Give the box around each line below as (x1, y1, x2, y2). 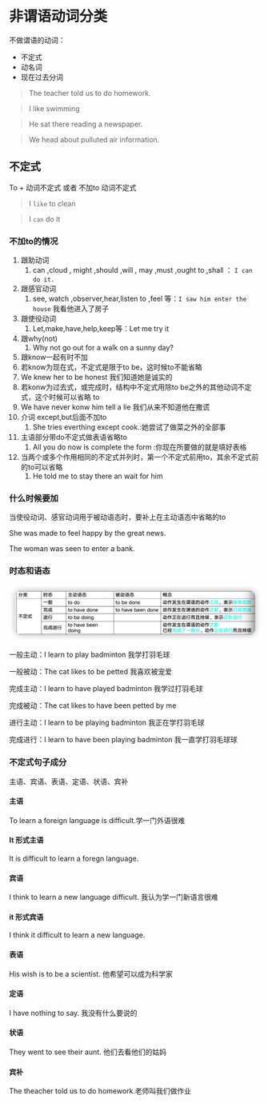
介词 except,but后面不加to (20, 413, 107, 422)
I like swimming (28, 103, 80, 113)
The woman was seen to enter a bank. (9, 544, 135, 553)
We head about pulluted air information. (28, 134, 160, 144)
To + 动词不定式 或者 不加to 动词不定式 (9, 182, 137, 192)
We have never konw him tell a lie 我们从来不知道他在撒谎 (20, 402, 210, 412)
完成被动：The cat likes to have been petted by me (9, 701, 177, 710)
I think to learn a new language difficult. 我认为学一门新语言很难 (9, 893, 218, 902)
